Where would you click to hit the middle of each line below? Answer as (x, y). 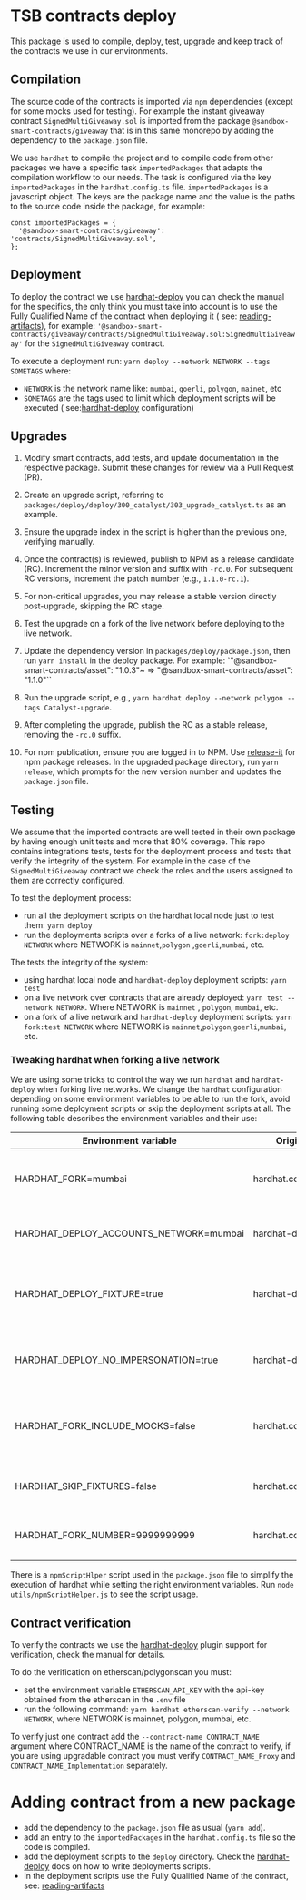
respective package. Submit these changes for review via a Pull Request (158, 468)
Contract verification (71, 1623)
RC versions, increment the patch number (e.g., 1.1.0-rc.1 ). (136, 578)
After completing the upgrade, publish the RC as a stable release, (145, 725)
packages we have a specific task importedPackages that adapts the (136, 167)
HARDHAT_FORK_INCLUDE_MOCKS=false (105, 1426)
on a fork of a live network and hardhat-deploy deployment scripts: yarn (158, 1017)
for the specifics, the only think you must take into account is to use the (144, 306)
